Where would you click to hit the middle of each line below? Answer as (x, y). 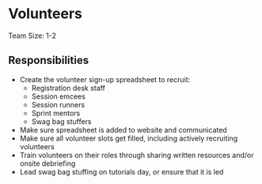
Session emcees (58, 96)
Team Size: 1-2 (32, 36)
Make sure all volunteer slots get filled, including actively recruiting (129, 138)
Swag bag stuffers (61, 121)
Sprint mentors (56, 113)
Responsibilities (49, 60)
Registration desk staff (68, 88)
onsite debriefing (47, 163)
